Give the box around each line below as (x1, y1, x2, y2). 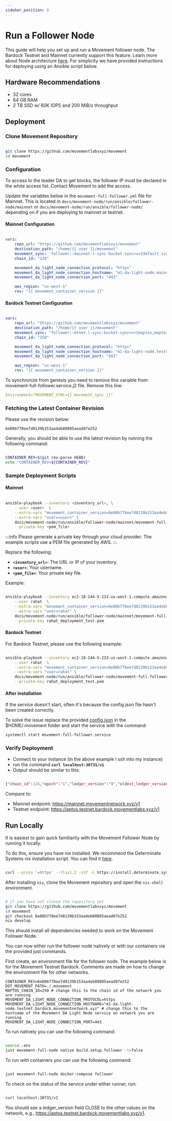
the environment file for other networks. (5, 969, 90, 976)
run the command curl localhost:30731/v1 (12, 762, 104, 768)
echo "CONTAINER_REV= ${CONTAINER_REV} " (5, 460, 91, 465)
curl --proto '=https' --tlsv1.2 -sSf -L (5, 870, 95, 876)
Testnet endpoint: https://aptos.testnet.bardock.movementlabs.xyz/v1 (12, 806, 160, 812)
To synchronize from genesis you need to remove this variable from (5, 377, 148, 383)
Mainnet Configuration (5, 221, 55, 227)
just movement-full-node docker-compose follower (5, 1072, 114, 1077)
